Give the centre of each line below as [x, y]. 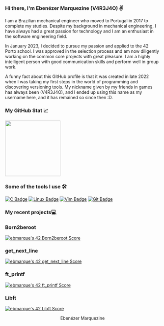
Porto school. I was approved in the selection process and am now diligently [82, 51]
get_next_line [22, 251]
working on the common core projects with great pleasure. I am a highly [78, 57]
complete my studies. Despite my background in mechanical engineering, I [81, 26]
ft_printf [15, 274]
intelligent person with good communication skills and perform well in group [82, 62]
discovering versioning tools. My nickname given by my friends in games [79, 87]
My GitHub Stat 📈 [27, 110]
